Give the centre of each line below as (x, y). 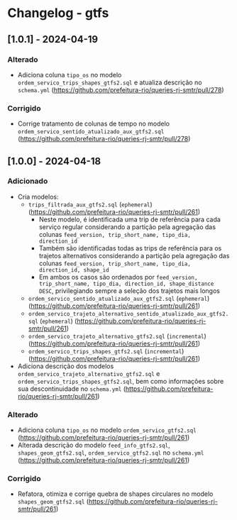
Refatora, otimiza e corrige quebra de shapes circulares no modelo (115, 494)
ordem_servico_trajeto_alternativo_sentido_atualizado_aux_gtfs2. (128, 314)
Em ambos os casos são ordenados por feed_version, (118, 277)
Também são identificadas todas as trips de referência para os (130, 248)
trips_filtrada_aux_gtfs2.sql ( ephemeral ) (90, 204)
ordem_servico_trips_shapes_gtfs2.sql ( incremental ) (106, 351)
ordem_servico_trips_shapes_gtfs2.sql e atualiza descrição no (110, 82)
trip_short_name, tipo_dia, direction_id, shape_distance (126, 284)
